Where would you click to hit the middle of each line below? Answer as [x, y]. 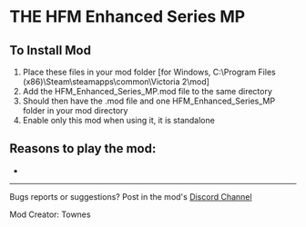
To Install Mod [50, 50]
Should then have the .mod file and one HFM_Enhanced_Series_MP [149, 101]
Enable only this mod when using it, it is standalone [119, 120]
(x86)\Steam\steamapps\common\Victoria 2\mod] [116, 82]
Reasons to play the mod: [83, 148]
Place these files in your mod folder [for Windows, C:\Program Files [149, 72]
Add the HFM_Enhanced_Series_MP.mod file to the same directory [148, 91]
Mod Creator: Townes [50, 214]
